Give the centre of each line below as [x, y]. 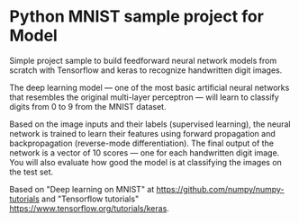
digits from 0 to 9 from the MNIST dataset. [88, 106]
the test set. [32, 172]
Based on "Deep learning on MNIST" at [82, 189]
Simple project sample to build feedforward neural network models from [143, 60]
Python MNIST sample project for [136, 17]
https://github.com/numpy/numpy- [221, 189]
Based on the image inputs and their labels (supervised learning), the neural [150, 124]
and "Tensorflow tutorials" [91, 199]
